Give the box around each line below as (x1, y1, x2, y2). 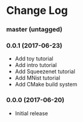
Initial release (14, 109, 48, 117)
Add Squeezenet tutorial (14, 68, 75, 75)
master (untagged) (6, 25, 63, 34)
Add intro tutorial (14, 62, 57, 69)
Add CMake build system (14, 81, 78, 88)
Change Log (6, 4, 68, 18)
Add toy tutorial (14, 55, 54, 62)
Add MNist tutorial (14, 74, 60, 82)
